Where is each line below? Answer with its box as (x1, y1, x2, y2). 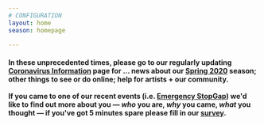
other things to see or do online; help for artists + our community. (8, 74, 229, 84)
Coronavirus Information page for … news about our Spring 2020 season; (8, 66, 257, 75)
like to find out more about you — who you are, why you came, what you (8, 100, 251, 109)
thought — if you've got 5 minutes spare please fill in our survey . (8, 108, 227, 117)
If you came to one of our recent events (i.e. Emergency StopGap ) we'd (8, 91, 247, 100)
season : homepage (8, 26, 66, 34)
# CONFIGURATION (8, 11, 62, 20)
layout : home (8, 19, 52, 27)
